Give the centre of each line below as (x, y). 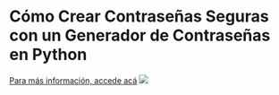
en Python (48, 55)
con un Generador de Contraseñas (140, 35)
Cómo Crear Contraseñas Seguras (139, 17)
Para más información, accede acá (73, 80)
